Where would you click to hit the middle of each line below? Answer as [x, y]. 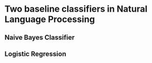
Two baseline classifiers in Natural [76, 9]
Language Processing [50, 19]
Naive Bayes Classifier [40, 37]
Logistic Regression [35, 54]
